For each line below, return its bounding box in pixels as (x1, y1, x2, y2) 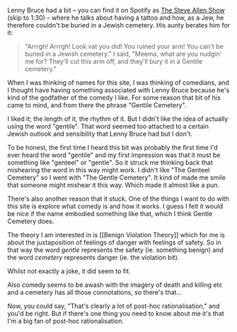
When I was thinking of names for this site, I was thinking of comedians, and (7, 78, 230, 87)
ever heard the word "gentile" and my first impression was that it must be (7, 151, 221, 159)
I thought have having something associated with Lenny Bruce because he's (7, 86, 230, 94)
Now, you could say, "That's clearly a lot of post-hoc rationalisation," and (7, 302, 220, 310)
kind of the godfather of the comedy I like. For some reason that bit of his (7, 93, 221, 102)
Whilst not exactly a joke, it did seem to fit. (7, 267, 131, 275)
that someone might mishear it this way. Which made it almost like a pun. (7, 181, 220, 189)
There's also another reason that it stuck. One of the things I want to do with (7, 194, 230, 203)
